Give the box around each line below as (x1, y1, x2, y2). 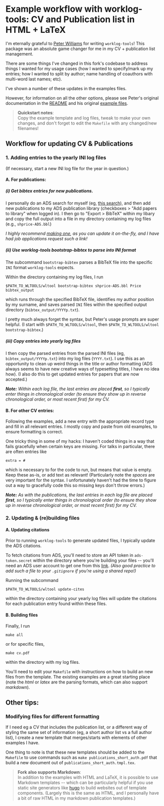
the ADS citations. (5, 543, 42, 549)
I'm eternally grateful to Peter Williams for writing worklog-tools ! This (5, 40, 145, 46)
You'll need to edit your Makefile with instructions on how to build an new (5, 668, 153, 675)
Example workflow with (5, 3, 103, 15)
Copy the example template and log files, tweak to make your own (17, 115, 151, 121)
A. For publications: (5, 176, 46, 182)
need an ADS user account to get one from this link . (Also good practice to (5, 563, 156, 569)
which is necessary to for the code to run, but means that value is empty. (5, 467, 153, 473)
